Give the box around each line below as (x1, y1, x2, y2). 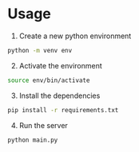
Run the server (18, 120, 69, 130)
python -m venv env (7, 46, 73, 54)
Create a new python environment (18, 31, 132, 41)
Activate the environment (18, 60, 103, 70)
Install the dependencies (18, 91, 101, 100)
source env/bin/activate (7, 76, 90, 84)
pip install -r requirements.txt (7, 106, 119, 114)
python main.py (7, 136, 58, 144)
